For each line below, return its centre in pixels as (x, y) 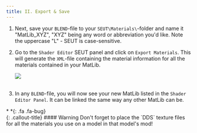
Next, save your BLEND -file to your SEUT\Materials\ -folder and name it (99, 28)
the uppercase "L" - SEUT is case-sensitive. (68, 41)
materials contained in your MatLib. (58, 65)
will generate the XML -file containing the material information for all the (100, 58)
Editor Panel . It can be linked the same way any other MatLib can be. (99, 99)
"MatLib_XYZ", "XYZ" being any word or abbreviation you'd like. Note (99, 34)
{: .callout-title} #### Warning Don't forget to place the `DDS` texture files (96, 117)
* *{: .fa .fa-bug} (26, 111)
